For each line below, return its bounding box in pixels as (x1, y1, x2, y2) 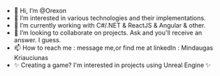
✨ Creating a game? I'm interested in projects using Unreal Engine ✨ (13, 61, 211, 69)
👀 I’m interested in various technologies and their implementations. (13, 14, 206, 22)
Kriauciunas (13, 54, 49, 61)
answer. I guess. (13, 36, 61, 44)
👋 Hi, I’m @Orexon (13, 7, 67, 15)
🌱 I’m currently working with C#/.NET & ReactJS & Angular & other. (13, 21, 206, 29)
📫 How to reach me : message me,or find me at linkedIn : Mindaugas (13, 44, 214, 52)
